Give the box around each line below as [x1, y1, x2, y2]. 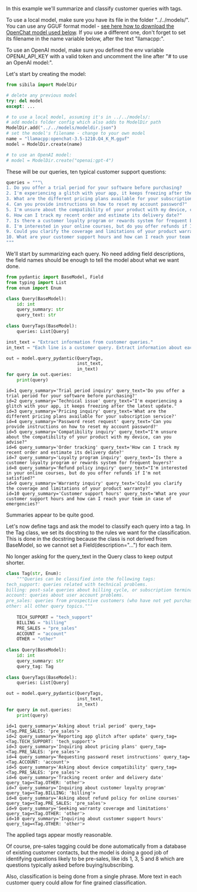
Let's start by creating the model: [6, 71, 86, 77]
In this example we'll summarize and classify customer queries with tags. [6, 5, 183, 12]
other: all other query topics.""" [6, 603, 93, 610]
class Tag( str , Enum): [6, 570, 62, 576]
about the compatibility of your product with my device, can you [6, 434, 172, 440]
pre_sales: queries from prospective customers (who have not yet [6, 598, 172, 604]
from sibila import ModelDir [6, 82, 77, 88]
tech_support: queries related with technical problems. [6, 581, 148, 587]
